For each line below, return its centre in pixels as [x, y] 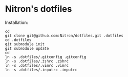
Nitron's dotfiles [39, 9]
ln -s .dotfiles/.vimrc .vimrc [37, 65]
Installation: [17, 22]
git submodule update [27, 48]
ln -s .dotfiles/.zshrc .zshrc [37, 61]
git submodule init [25, 44]
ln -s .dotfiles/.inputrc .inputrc [41, 70]
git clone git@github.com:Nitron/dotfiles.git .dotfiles [64, 36]
